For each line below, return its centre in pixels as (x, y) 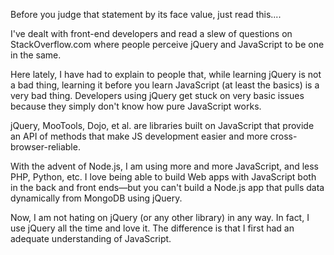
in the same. (36, 55)
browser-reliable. (45, 147)
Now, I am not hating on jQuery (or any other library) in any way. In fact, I (160, 217)
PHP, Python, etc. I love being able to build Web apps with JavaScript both (163, 177)
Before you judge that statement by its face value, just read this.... (146, 14)
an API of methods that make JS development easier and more (139, 136)
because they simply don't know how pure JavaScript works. (136, 106)
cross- (283, 136)
